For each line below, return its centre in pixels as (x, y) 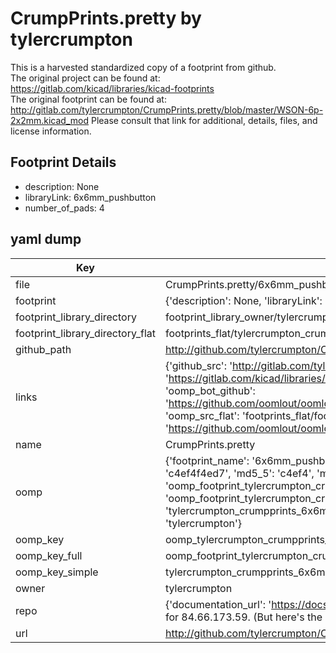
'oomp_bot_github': (210, 390)
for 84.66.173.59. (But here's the (243, 617)
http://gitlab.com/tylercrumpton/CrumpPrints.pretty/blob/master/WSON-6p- (167, 109)
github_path (43, 349)
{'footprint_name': (207, 460)
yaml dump (46, 239)
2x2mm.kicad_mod (50, 120)
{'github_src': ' (198, 365)
